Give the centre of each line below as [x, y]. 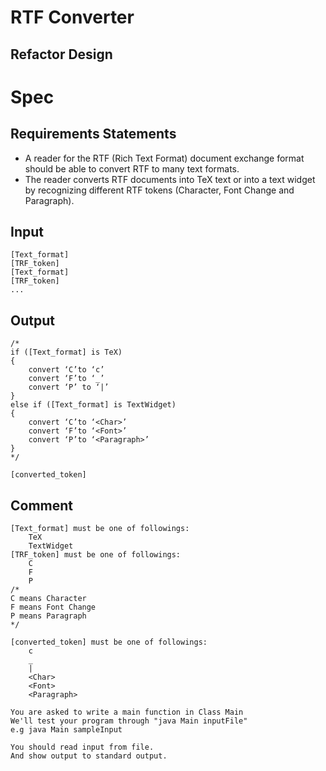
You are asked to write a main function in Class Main [127, 712]
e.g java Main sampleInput [66, 730]
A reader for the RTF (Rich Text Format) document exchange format [164, 158]
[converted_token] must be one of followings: [109, 642]
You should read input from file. [82, 747]
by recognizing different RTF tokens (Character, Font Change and [159, 190]
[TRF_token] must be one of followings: [96, 555]
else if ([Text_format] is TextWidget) [93, 405]
